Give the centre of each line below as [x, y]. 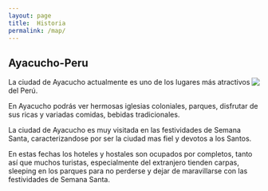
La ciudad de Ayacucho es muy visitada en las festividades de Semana [125, 130]
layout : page [30, 16]
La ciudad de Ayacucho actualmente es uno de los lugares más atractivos [129, 82]
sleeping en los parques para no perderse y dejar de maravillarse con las [128, 171]
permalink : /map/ [37, 30]
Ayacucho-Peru [49, 63]
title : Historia [37, 23]
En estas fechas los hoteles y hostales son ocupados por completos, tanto [130, 154]
